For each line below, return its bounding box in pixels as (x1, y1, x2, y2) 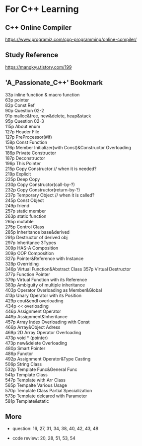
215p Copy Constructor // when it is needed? (5, 166, 97, 172)
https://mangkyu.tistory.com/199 (5, 64, 72, 70)
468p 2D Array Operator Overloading (5, 329, 81, 335)
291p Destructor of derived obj (5, 234, 68, 240)
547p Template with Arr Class (5, 377, 66, 383)
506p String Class (5, 361, 42, 367)
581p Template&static (5, 398, 49, 404)
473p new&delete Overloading (5, 340, 68, 346)
